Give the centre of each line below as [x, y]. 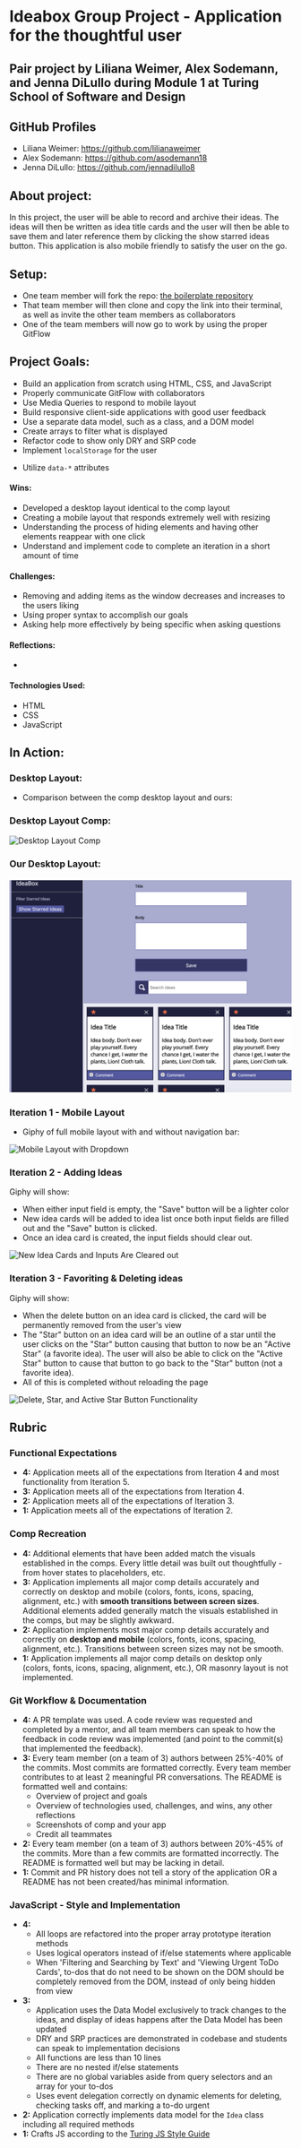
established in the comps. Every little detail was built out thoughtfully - [152, 1563]
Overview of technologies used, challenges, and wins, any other [154, 1806]
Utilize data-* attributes [66, 467]
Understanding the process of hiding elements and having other [140, 527]
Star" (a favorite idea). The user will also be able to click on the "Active [153, 1353]
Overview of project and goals [91, 1796]
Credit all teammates [74, 1834]
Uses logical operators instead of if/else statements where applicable [163, 1953]
